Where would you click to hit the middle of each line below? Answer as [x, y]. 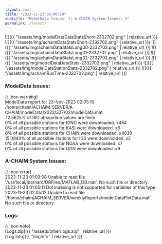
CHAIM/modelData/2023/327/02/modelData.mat [54, 112]
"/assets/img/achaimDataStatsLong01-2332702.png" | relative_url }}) [81, 53]
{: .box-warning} [21, 97]
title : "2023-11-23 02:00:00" [36, 14]
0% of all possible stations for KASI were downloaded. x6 [63, 128]
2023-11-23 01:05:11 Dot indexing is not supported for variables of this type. [81, 187]
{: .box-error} [18, 172]
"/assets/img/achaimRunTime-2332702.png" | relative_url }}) [66, 73]
